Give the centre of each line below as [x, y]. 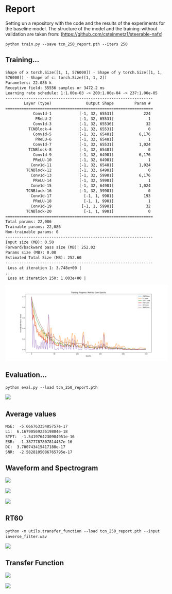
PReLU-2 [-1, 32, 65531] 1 [93, 119]
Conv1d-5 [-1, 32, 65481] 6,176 [92, 134]
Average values [31, 414]
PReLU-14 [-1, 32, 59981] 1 [92, 181]
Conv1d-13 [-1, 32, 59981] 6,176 [91, 175]
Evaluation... [26, 375]
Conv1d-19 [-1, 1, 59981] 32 [91, 206]
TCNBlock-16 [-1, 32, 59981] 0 [88, 191]
